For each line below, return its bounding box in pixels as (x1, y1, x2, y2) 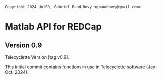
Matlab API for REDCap (5, 21, 102, 32)
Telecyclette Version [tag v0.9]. (5, 54, 70, 60)
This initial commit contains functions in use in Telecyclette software (5, 64, 145, 70)
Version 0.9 (5, 41, 42, 49)
